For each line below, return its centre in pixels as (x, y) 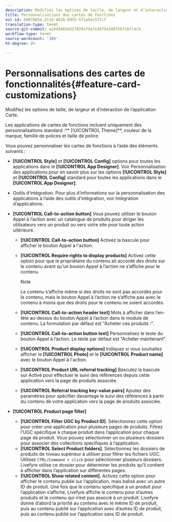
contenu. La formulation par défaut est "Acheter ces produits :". (87, 323)
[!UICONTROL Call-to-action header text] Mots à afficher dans (87, 312)
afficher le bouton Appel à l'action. (57, 245)
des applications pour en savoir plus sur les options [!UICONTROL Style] (90, 172)
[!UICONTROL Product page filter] (49, 411)
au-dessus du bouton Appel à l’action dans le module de (89, 318)
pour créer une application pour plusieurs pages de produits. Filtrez (92, 427)
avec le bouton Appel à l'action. (53, 359)
